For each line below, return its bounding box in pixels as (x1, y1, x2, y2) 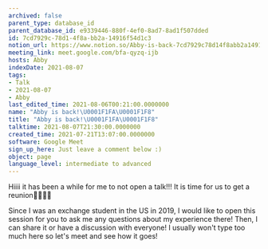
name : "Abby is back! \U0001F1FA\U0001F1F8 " (8, 109, 156, 117)
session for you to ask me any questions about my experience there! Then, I (8, 215, 258, 224)
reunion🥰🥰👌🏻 (8, 191, 52, 200)
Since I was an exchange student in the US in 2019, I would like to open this (8, 206, 256, 215)
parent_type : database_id (8, 19, 94, 27)
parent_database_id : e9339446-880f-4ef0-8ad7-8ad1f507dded (8, 26, 209, 34)
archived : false (8, 11, 62, 20)
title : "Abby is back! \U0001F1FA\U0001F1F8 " (8, 116, 159, 124)
